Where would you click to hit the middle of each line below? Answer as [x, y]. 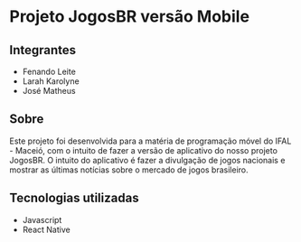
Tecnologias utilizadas [74, 198]
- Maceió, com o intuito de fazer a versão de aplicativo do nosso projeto [144, 150]
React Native [46, 229]
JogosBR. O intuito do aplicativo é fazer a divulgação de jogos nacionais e [147, 160]
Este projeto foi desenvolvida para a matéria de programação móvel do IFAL [150, 141]
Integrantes [43, 50]
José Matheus [49, 91]
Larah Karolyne [51, 81]
